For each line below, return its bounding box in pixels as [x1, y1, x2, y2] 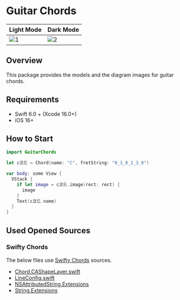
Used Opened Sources [6, 226, 90, 236]
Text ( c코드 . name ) [17, 198, 57, 204]
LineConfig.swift [14, 274, 55, 281]
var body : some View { [6, 171, 62, 177]
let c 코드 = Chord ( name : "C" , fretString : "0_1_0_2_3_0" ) [6, 160, 149, 166]
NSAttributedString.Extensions [14, 281, 89, 288]
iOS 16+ [14, 116, 34, 123]
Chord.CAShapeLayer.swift [14, 268, 81, 275]
